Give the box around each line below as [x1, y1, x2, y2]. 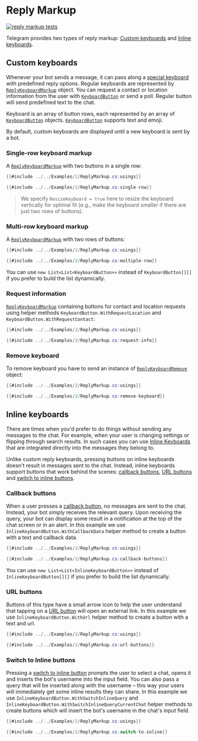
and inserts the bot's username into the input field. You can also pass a [6, 675, 179, 683]
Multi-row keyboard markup [6, 222, 89, 230]
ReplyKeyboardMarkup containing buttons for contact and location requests [6, 303, 186, 310]
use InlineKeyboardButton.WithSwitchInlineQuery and [6, 694, 139, 701]
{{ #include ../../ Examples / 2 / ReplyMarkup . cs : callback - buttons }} [6, 556, 168, 562]
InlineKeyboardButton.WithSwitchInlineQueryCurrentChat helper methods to [6, 701, 193, 708]
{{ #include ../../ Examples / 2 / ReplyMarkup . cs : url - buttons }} [6, 642, 155, 648]
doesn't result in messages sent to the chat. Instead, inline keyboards [6, 462, 176, 469]
